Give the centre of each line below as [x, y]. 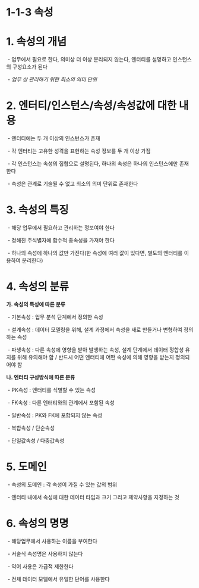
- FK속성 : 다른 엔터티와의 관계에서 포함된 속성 [61, 402]
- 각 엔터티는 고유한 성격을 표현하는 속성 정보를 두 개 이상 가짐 [79, 151]
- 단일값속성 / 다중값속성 [36, 440]
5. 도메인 [27, 467]
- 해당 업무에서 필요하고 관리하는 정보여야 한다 [61, 228]
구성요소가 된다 [30, 67]
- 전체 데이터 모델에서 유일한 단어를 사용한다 [59, 579]
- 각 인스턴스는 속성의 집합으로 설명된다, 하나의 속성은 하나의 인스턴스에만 [93, 164]
